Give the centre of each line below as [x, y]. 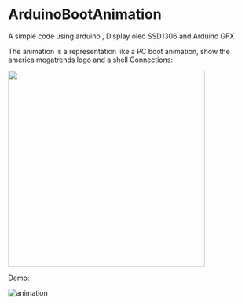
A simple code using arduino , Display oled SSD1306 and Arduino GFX [121, 36]
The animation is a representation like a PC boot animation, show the [119, 51]
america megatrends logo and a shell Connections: [90, 60]
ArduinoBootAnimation [85, 15]
